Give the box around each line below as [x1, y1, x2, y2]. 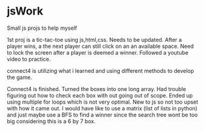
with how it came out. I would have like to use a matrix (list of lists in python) [7, 104, 198, 112]
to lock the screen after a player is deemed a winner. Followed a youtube [7, 49, 189, 56]
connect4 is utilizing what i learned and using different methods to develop [7, 67, 194, 74]
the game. [7, 73, 32, 81]
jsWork [7, 4, 44, 18]
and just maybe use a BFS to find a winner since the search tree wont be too [7, 111, 198, 118]
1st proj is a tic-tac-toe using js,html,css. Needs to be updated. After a [7, 36, 182, 43]
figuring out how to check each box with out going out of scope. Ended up [7, 92, 193, 99]
